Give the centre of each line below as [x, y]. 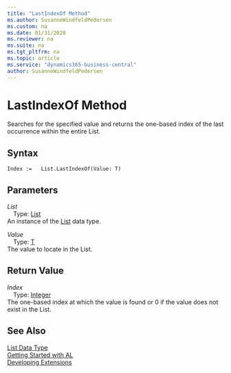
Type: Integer [32, 295]
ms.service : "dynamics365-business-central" [72, 65]
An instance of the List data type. [54, 222]
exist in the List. [29, 309]
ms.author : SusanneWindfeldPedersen [59, 20]
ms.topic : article [33, 58]
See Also [26, 331]
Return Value [35, 271]
